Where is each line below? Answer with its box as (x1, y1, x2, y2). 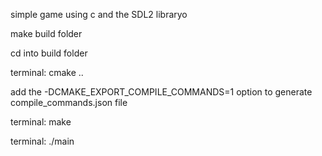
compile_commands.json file (10, 97, 128, 108)
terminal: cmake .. (10, 67, 84, 78)
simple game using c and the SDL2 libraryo (10, 9, 188, 20)
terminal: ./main (10, 135, 75, 147)
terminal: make (10, 116, 72, 128)
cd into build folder (10, 47, 88, 59)
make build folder (10, 28, 83, 39)
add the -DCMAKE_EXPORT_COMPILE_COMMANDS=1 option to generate (10, 86, 313, 98)
